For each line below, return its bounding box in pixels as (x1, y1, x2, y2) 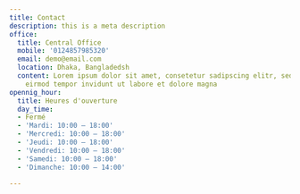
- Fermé (17, 113, 46, 122)
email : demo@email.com (17, 55, 102, 63)
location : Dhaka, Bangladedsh (17, 63, 129, 72)
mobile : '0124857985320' (17, 46, 110, 55)
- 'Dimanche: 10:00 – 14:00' (17, 163, 126, 172)
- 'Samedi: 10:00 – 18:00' (17, 154, 118, 164)
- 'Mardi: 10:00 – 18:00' (17, 122, 114, 131)
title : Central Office (17, 38, 102, 47)
